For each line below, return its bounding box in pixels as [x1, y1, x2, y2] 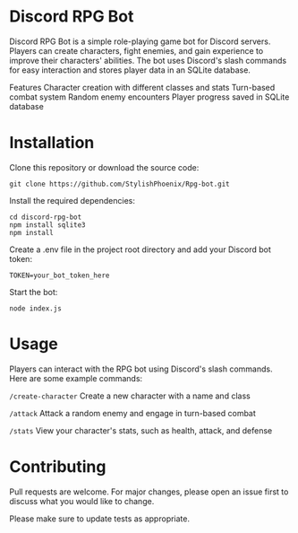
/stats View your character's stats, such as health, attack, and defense [9, 424, 273, 436]
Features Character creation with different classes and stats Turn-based [9, 82, 276, 92]
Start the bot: [9, 286, 58, 297]
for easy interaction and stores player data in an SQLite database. [9, 65, 251, 75]
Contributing [9, 457, 106, 476]
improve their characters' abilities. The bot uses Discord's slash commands [9, 55, 287, 66]
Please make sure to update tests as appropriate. [9, 513, 191, 524]
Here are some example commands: [9, 372, 143, 383]
